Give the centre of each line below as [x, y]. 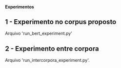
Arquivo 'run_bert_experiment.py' [39, 33]
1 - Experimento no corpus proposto [61, 22]
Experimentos [20, 7]
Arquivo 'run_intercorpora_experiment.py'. [47, 60]
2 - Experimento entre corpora [52, 48]
